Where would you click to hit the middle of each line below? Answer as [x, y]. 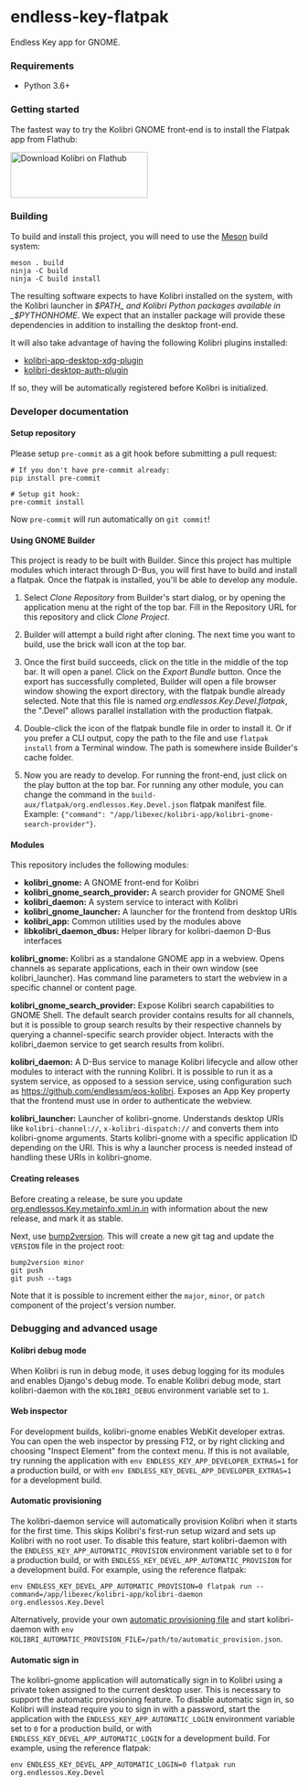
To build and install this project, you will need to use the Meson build [139, 236]
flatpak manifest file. [228, 804]
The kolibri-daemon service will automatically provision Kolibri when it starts [154, 1521]
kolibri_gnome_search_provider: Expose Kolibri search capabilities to [143, 1005]
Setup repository [43, 433]
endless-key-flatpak [90, 17]
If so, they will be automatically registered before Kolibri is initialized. [139, 388]
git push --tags [41, 1278]
